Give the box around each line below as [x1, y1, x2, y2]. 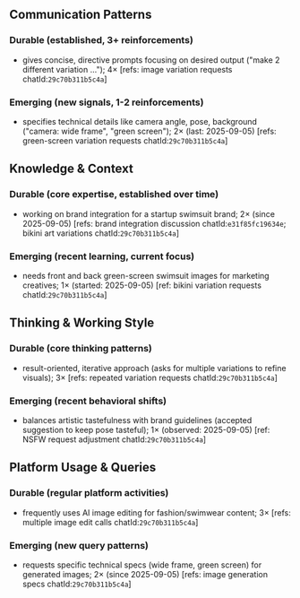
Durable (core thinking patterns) [9, 342, 152, 355]
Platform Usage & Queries [9, 460, 157, 475]
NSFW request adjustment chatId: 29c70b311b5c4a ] [21, 434, 207, 445]
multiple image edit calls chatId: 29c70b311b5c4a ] [21, 516, 199, 527]
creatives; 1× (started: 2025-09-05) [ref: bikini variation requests [21, 280, 262, 290]
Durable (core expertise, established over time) [9, 188, 219, 201]
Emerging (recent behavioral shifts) [9, 394, 167, 407]
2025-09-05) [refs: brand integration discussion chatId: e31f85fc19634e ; [21, 218, 287, 229]
